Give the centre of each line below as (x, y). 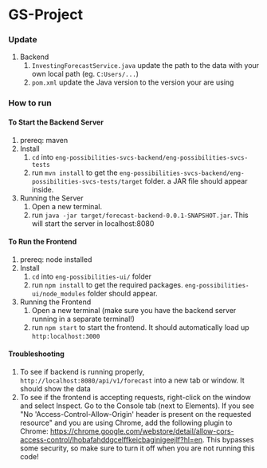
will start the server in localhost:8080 (93, 223)
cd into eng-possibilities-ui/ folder (92, 276)
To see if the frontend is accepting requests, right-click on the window (135, 398)
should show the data (55, 389)
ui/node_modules (59, 294)
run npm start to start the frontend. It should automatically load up (140, 327)
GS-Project (46, 15)
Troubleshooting (37, 354)
